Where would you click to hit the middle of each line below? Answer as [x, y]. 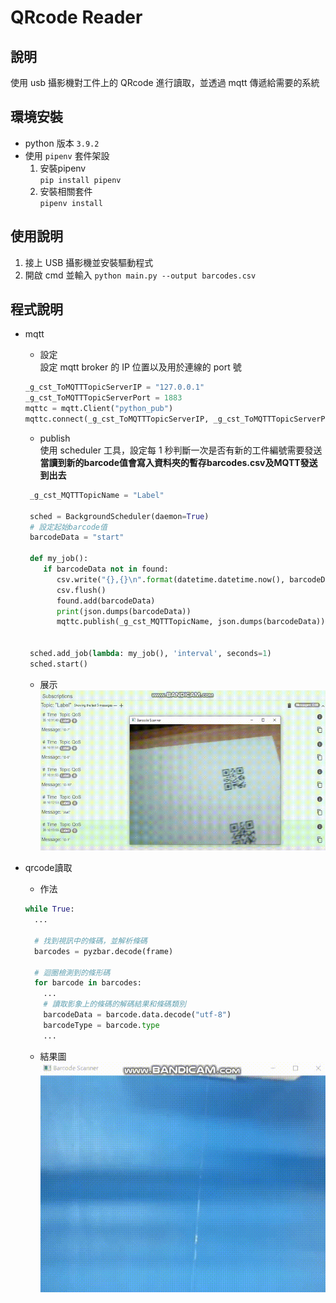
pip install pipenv [80, 180]
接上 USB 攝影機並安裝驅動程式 [89, 262]
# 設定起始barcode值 [68, 527]
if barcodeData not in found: [106, 569]
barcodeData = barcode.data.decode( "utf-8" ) [137, 1015]
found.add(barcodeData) [106, 601]
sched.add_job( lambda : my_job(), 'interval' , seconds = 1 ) [150, 654]
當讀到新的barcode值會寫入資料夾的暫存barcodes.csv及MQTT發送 [178, 462]
